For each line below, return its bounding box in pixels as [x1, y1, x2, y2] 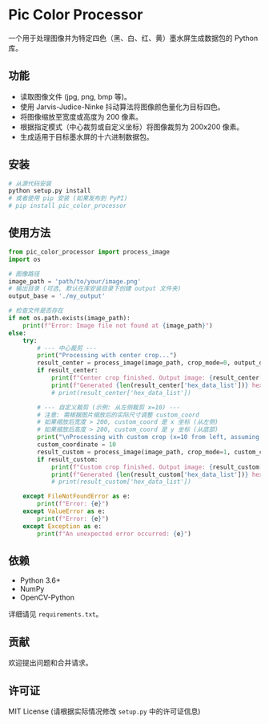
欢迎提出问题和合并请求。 [8, 658, 93, 668]
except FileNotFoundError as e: [22, 492, 130, 501]
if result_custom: [37, 455, 98, 463]
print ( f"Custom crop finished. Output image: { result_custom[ [50, 463, 263, 471]
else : [8, 329, 26, 337]
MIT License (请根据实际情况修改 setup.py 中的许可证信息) [8, 706, 201, 716]
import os [8, 255, 42, 263]
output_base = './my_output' [8, 292, 106, 300]
